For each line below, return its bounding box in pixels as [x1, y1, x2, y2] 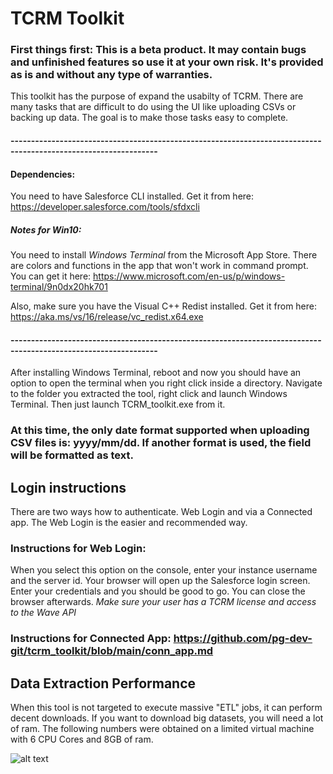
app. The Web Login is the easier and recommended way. [10, 517, 248, 529]
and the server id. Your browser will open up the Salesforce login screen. [10, 575, 311, 587]
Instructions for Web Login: [10, 542, 147, 556]
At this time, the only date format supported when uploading [10, 423, 310, 437]
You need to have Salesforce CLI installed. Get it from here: [10, 190, 255, 202]
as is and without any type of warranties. [10, 68, 213, 82]
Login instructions [10, 479, 127, 496]
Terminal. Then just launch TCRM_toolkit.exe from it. [10, 398, 226, 411]
